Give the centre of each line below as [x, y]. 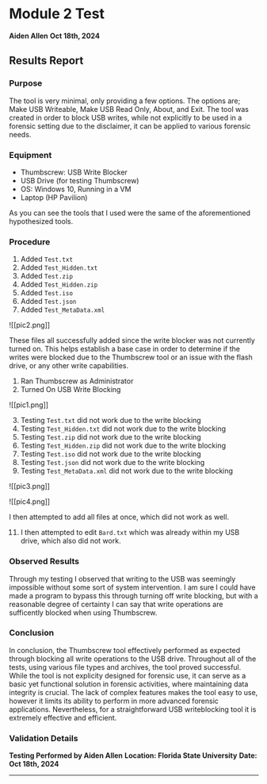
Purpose [26, 83]
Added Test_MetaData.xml [63, 309]
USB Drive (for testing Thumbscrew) [80, 180]
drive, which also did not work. [71, 541]
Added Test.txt [47, 259]
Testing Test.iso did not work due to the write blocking [111, 454]
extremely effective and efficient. [63, 717]
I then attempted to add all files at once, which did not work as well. [119, 517]
